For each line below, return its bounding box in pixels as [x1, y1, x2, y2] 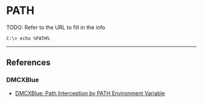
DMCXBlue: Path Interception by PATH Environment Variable [14, 89, 165, 97]
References [6, 58, 51, 68]
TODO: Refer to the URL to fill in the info [6, 24, 106, 31]
